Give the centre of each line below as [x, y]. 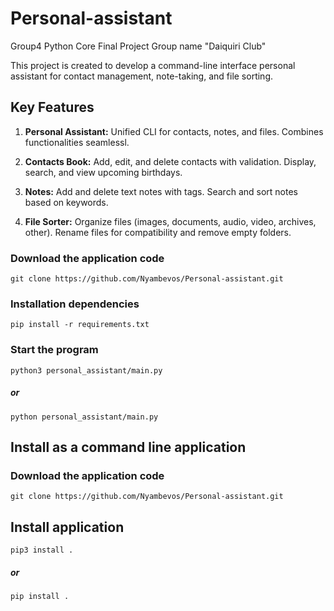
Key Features [52, 107]
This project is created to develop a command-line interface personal [153, 65]
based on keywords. [66, 202]
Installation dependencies [75, 304]
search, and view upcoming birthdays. [103, 172]
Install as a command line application [128, 447]
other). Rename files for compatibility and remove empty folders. [158, 232]
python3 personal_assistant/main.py [86, 370]
